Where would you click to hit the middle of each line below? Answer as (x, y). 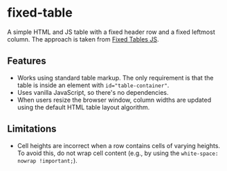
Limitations (32, 129)
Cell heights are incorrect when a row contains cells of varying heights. (118, 145)
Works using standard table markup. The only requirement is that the (115, 78)
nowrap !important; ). (47, 160)
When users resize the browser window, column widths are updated (114, 100)
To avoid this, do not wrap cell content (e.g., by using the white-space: (118, 153)
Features (27, 61)
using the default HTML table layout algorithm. (83, 107)
